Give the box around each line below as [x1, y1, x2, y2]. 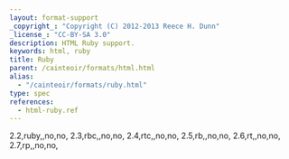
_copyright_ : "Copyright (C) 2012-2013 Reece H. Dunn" [9, 22, 220, 31]
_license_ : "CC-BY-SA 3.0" [9, 30, 111, 39]
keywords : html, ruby [9, 47, 91, 56]
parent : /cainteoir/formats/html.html [9, 64, 155, 73]
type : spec [9, 89, 51, 98]
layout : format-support [9, 13, 99, 23]
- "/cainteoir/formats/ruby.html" [17, 80, 147, 89]
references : [9, 97, 54, 107]
